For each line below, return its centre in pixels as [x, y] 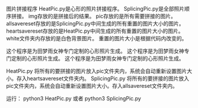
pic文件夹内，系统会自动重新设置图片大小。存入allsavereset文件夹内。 [92, 86]
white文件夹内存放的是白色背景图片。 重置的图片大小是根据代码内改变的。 [97, 38]
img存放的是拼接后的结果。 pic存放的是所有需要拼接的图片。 [102, 16]
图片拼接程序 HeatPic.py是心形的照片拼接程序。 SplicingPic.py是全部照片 [95, 9]
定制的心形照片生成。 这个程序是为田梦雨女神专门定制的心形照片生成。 [98, 58]
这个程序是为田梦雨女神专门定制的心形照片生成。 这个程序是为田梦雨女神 [95, 51]
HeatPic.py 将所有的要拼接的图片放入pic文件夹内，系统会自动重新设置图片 [97, 71]
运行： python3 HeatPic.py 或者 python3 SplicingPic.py [74, 99]
